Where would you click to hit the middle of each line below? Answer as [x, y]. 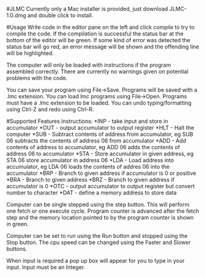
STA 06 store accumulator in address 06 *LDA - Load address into [90, 160]
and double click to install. [60, 15]
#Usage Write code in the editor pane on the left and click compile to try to [100, 27]
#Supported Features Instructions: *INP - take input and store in [87, 121]
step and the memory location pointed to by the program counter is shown [100, 217]
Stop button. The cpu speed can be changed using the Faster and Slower [99, 242]
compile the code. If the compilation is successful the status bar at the [95, 34]
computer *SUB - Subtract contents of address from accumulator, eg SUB [100, 134]
